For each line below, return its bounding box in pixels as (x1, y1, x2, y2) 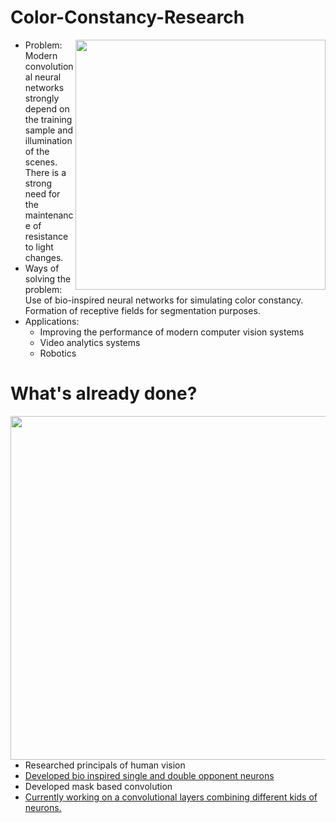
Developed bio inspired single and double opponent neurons (24, 769, 275, 781)
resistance (24, 230, 69, 242)
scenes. (24, 156, 58, 168)
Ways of (24, 262, 60, 274)
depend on (24, 102, 70, 115)
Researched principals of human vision (24, 759, 186, 771)
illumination (24, 134, 73, 146)
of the (24, 145, 50, 157)
